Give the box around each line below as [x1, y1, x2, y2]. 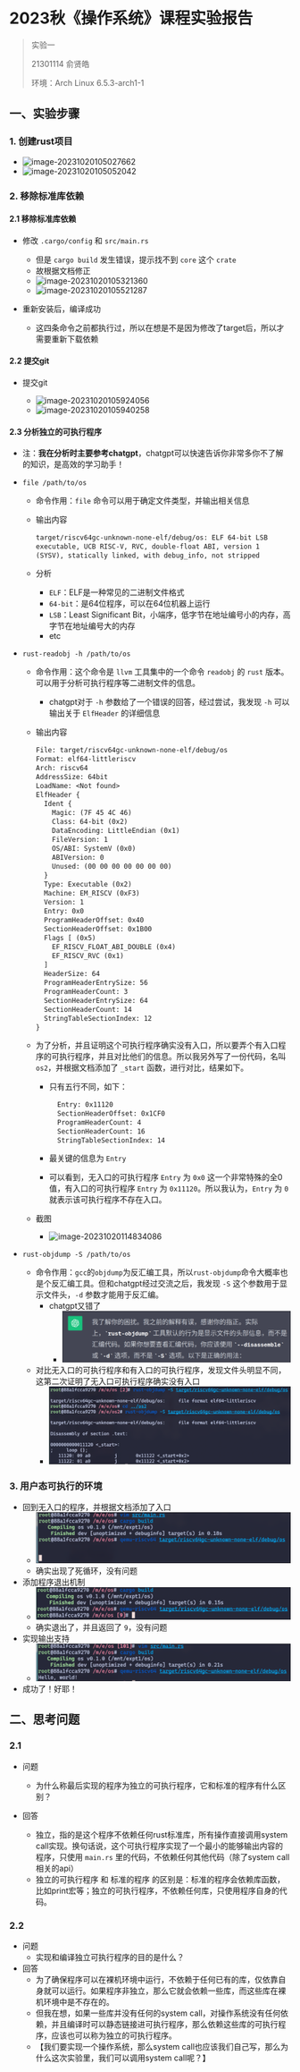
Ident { [43, 800, 73, 809]
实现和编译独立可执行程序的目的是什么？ [35, 1952, 185, 1963]
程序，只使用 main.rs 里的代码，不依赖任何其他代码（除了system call [35, 1851, 290, 1862]
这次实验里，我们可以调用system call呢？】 [51, 2052, 211, 2063]
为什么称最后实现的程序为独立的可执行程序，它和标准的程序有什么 [35, 1779, 279, 1790]
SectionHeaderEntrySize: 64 [43, 997, 149, 1006]
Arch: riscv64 [35, 764, 88, 773]
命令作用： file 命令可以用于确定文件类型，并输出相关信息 [35, 496, 250, 506]
